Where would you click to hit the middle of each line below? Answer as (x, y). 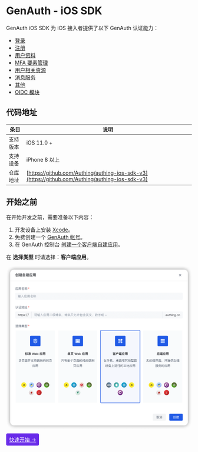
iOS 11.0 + (39, 143)
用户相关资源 (30, 70)
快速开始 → (23, 440)
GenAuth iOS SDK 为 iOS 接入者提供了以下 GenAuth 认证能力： (82, 28)
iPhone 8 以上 (43, 159)
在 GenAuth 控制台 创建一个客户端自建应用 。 (69, 245)
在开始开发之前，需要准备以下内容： (50, 217)
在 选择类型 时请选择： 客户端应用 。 (49, 257)
